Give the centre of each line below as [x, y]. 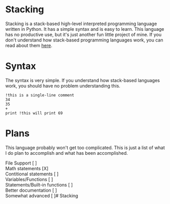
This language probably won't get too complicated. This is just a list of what [85, 148]
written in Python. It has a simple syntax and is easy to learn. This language [85, 29]
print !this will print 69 [34, 113]
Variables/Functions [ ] [29, 179]
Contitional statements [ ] [32, 174]
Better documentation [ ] [31, 190]
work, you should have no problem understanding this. [63, 86]
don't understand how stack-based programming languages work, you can [84, 40]
